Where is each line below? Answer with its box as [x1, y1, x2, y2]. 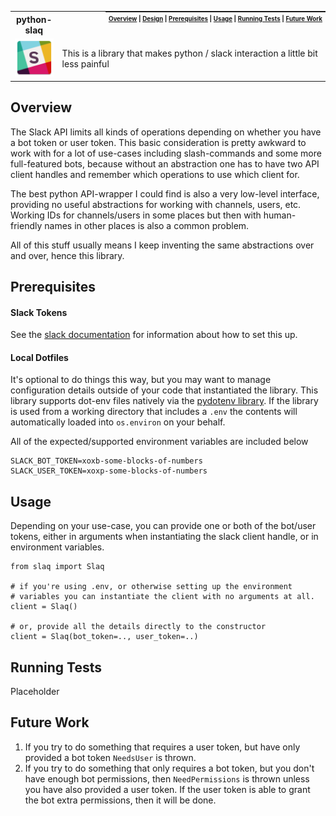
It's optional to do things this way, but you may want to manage [10, 374, 272, 386]
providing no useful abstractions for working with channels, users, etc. [10, 198, 302, 210]
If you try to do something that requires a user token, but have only [24, 741, 301, 753]
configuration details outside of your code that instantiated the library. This [10, 384, 319, 396]
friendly [10, 219, 43, 231]
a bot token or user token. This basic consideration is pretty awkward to [10, 136, 307, 148]
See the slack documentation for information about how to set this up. [10, 329, 298, 341]
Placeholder [10, 686, 60, 698]
